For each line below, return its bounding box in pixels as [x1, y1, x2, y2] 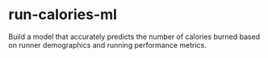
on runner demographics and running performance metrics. [8, 40, 207, 49]
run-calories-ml [8, 6, 117, 24]
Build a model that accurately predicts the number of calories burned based [8, 32, 261, 41]
